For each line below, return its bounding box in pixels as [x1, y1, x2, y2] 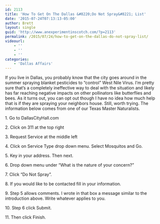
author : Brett [5, 20, 34, 26]
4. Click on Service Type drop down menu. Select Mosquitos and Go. [5, 143, 143, 149]
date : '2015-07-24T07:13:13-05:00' [5, 16, 77, 21]
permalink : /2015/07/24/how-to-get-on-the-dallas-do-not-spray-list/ [5, 34, 149, 39]
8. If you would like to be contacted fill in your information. [5, 181, 121, 187]
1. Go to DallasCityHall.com [5, 115, 59, 121]
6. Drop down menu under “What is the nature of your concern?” [5, 162, 134, 168]
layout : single [5, 25, 36, 30]
